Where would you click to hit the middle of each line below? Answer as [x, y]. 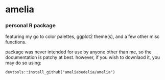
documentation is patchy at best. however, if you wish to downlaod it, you [83, 57]
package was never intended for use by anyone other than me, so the [78, 52]
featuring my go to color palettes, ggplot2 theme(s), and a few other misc [82, 36]
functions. [16, 42]
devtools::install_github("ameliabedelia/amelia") [60, 72]
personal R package [31, 26]
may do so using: [23, 63]
